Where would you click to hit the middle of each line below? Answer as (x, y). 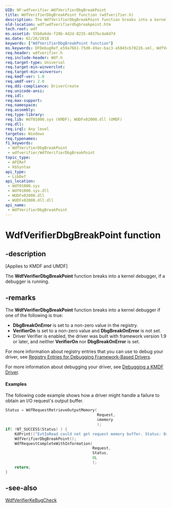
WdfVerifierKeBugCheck (31, 500)
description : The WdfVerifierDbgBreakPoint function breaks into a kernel (87, 19)
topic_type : (18, 158)
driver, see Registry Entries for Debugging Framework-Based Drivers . (78, 357)
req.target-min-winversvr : (34, 72)
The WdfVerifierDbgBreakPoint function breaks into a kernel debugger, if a (85, 276)
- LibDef (17, 176)
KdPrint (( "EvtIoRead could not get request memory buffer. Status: (88, 434)
